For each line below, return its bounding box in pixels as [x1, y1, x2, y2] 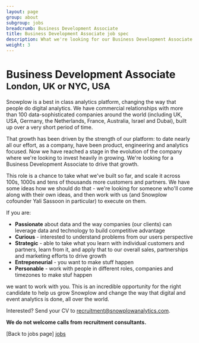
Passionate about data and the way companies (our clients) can [14, 220, 172, 227]
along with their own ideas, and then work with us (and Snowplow [6, 191, 168, 198]
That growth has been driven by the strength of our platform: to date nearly [6, 135, 190, 142]
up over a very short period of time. [6, 123, 93, 131]
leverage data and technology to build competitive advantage [14, 227, 165, 234]
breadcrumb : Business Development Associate [6, 25, 118, 32]
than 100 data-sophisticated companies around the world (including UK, [6, 111, 182, 118]
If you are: [6, 209, 31, 216]
